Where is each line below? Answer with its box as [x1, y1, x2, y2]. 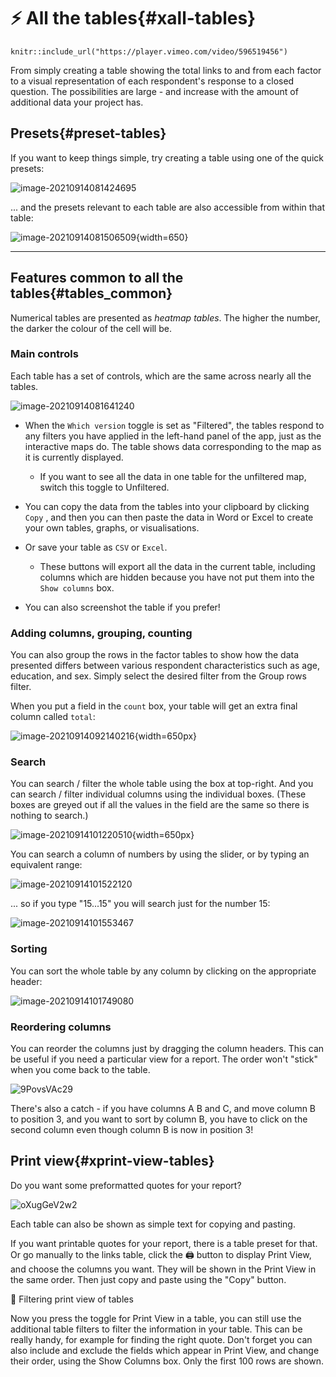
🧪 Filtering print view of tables [10, 1293, 134, 1305]
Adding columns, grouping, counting [10, 626, 193, 640]
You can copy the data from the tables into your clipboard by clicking [24, 500, 310, 512]
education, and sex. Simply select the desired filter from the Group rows [10, 670, 307, 682]
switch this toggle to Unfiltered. [39, 481, 170, 493]
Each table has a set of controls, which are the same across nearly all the [10, 370, 312, 382]
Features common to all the [10, 270, 184, 287]
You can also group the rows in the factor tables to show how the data [10, 649, 300, 661]
